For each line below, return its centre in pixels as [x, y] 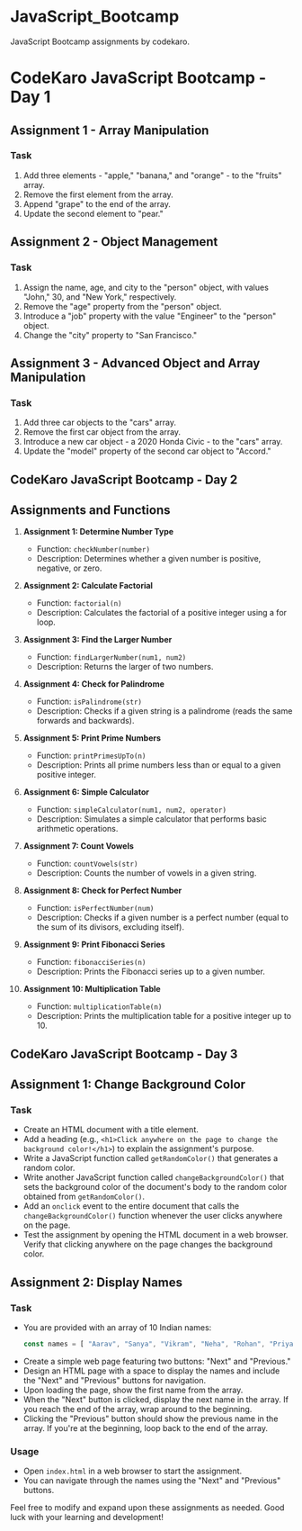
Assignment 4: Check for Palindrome [94, 684]
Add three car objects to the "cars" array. [99, 423]
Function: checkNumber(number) [93, 549]
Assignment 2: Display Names [97, 1282]
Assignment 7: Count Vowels [78, 846]
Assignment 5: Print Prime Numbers [92, 738]
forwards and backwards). [85, 721]
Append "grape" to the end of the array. [97, 203]
